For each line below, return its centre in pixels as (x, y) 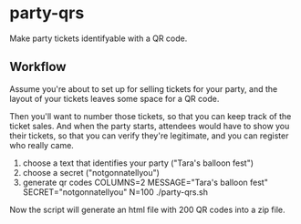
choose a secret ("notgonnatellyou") (91, 172)
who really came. (42, 145)
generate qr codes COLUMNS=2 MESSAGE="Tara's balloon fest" (145, 182)
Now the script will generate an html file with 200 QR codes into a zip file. (147, 209)
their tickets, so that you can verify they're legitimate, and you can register (149, 136)
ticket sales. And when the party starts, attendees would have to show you (150, 126)
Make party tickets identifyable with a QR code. (99, 38)
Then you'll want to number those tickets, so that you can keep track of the (150, 116)
